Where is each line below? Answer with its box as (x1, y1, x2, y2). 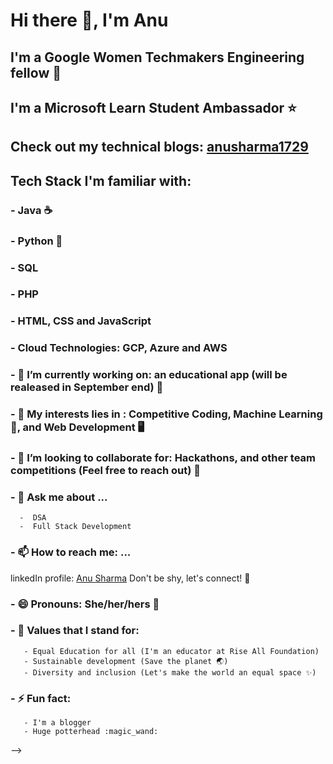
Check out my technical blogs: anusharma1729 (10, 139, 309, 156)
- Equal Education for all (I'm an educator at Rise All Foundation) (23, 646, 320, 656)
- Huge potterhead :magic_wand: (23, 727, 159, 737)
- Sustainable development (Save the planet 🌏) (23, 656, 229, 666)
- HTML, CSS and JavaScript (10, 314, 152, 328)
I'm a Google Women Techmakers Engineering (10, 49, 305, 66)
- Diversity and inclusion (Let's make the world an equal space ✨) (23, 667, 317, 678)
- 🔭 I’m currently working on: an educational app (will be (10, 368, 288, 382)
